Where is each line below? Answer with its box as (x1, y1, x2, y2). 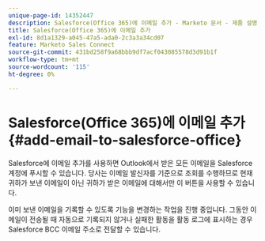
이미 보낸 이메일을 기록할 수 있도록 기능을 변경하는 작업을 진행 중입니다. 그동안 (8, 205, 249, 214)
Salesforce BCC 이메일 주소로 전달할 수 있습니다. (8, 224, 161, 234)
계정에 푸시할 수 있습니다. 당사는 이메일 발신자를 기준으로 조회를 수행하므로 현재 (8, 168, 253, 178)
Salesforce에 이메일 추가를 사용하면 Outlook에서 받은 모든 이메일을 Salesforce (8, 158, 253, 168)
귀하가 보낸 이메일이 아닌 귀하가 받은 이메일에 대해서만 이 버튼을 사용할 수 (8, 178, 234, 187)
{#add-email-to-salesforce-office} (8, 131, 242, 149)
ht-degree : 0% (8, 70, 55, 78)
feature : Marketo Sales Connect (8, 41, 115, 49)
